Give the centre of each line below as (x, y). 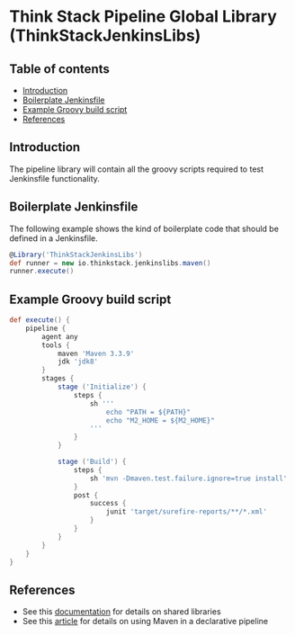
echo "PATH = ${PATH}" (148, 412)
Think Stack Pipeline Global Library (143, 17)
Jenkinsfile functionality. (55, 178)
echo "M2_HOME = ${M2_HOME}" (161, 420)
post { (86, 495)
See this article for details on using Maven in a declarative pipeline (145, 622)
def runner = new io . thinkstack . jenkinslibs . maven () (110, 263)
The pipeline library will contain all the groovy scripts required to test (136, 169)
